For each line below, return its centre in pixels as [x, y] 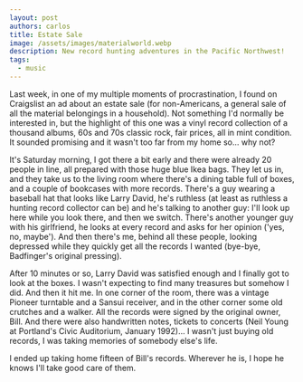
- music [32, 69]
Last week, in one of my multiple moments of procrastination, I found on [143, 94]
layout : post [34, 18]
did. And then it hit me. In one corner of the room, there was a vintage [139, 292]
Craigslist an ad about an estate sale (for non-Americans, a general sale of [148, 103]
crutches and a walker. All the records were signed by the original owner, [145, 311]
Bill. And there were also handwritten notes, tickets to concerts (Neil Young [149, 321]
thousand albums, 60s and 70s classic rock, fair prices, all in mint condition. [151, 132]
